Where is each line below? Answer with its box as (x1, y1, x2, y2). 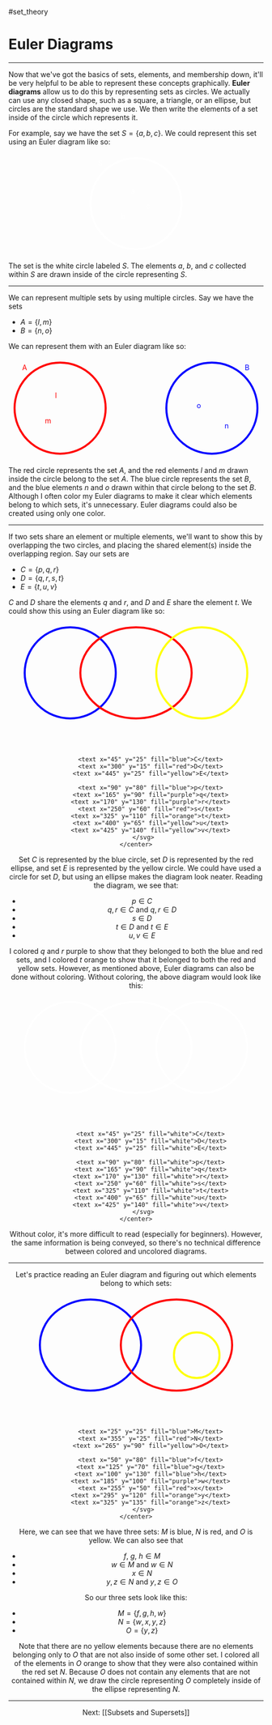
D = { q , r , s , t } (19, 573, 65, 582)
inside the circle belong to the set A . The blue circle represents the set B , (8, 474, 252, 483)
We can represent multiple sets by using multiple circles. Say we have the (8, 292, 254, 302)
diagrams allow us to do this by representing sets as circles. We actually (8, 87, 250, 96)
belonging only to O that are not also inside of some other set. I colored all (12, 1650, 260, 1659)
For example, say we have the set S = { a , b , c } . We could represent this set (8, 128, 257, 138)
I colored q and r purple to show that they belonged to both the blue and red (9, 946, 263, 956)
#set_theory (8, 7, 49, 16)
